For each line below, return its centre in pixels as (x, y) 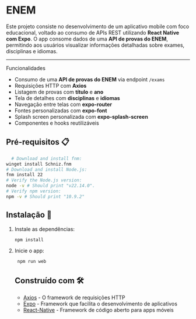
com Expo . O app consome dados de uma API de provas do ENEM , (87, 39)
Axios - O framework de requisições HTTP (74, 298)
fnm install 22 (24, 175)
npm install (29, 240)
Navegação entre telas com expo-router (63, 104)
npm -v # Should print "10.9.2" (45, 197)
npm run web (32, 262)
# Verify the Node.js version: (44, 180)
